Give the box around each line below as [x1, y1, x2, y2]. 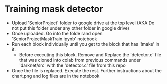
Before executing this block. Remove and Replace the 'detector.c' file [19, 51, 162, 58]
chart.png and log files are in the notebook [11, 73, 100, 79]
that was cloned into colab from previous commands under [19, 57, 141, 63]
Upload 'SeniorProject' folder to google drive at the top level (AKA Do [11, 20, 155, 26]
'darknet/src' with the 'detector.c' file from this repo [19, 62, 126, 68]
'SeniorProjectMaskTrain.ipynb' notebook [11, 36, 97, 42]
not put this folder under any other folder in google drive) [11, 25, 129, 31]
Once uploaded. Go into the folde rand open [11, 30, 103, 36]
